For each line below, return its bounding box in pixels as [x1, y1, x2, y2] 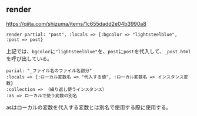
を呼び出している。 [6, 55, 53, 62]
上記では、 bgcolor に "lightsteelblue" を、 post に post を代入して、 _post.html [6, 47, 191, 54]
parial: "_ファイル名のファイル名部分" [6, 67, 92, 74]
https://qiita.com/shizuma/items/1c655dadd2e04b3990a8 [6, 20, 147, 27]
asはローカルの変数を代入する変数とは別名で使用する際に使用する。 [6, 104, 172, 111]
